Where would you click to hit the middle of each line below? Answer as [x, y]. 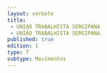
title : [17, 20]
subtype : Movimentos [37, 59]
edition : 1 [23, 46]
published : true [30, 40]
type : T [18, 53]
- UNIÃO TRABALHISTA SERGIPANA [55, 33]
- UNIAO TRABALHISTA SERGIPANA [55, 26]
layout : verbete [30, 14]
